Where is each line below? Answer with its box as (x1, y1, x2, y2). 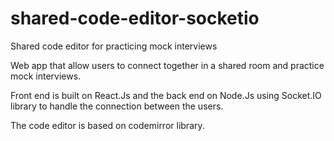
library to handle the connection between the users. (10, 100, 224, 112)
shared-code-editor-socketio (10, 7, 260, 30)
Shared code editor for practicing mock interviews (10, 40, 218, 52)
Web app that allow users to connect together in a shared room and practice (10, 59, 325, 71)
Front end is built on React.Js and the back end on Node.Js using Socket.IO (10, 89, 322, 101)
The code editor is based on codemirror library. (10, 119, 205, 131)
